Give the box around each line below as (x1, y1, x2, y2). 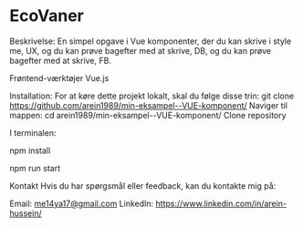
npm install (9, 145, 51, 156)
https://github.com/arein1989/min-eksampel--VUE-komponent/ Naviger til (9, 99, 287, 110)
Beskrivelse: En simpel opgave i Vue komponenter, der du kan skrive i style (9, 36, 292, 46)
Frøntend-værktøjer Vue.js (9, 72, 110, 83)
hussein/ (9, 207, 43, 219)
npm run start (9, 162, 61, 173)
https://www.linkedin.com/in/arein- (155, 198, 287, 209)
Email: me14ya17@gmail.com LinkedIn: (9, 198, 154, 209)
